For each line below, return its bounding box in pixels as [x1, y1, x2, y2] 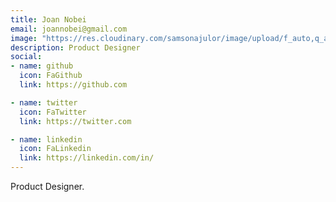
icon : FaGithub [19, 71, 83, 81]
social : [10, 52, 43, 62]
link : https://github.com [19, 80, 128, 90]
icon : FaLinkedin [19, 144, 92, 154]
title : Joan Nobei [10, 14, 87, 25]
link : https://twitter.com [19, 116, 132, 126]
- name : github [10, 61, 74, 71]
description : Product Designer [10, 42, 141, 53]
